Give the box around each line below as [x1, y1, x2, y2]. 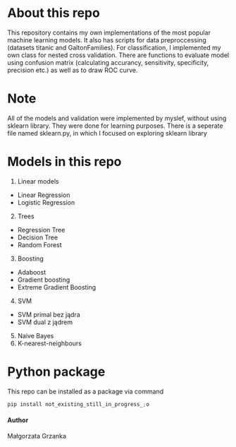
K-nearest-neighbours [17, 339, 82, 347]
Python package [7, 364, 106, 379]
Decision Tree [17, 233, 58, 242]
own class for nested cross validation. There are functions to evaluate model [7, 51, 230, 59]
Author [7, 416, 29, 424]
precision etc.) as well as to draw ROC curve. [7, 66, 138, 74]
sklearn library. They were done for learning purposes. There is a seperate [7, 121, 223, 130]
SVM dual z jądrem [17, 318, 73, 326]
